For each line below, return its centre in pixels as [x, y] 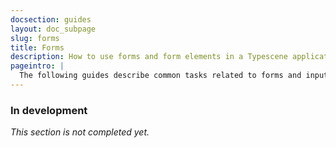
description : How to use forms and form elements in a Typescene [149, 57]
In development [49, 110]
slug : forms [35, 38]
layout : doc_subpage [53, 29]
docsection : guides [51, 19]
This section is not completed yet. [80, 132]
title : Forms [37, 47]
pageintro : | [37, 66]
